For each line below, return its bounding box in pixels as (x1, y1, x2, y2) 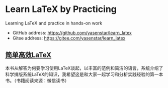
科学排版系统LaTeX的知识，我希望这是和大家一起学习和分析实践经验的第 (5, 71, 155, 77)
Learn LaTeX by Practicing (5, 3, 117, 15)
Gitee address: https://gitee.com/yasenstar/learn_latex (12, 35, 126, 41)
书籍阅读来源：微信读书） (16, 77, 69, 83)
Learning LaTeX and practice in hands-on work (5, 20, 103, 26)
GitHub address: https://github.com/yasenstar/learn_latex (12, 29, 132, 35)
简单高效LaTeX (5, 51, 52, 59)
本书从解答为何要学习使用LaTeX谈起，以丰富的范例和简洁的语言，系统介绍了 (5, 65, 163, 71)
